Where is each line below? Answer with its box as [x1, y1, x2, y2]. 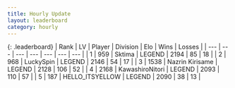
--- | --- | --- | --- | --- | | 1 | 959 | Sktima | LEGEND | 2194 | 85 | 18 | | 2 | [15, 50, 227, 58]
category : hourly [7, 23, 59, 30]
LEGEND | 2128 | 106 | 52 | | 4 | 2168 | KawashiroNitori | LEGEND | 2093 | [7, 65, 220, 74]
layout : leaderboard [7, 17, 68, 24]
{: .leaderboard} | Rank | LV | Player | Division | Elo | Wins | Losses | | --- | [7, 43, 221, 51]
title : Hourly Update [7, 10, 71, 18]
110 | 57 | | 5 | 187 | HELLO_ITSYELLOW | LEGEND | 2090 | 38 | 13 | [7, 73, 201, 81]
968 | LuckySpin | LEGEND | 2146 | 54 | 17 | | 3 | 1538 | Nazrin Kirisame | [7, 58, 217, 66]
